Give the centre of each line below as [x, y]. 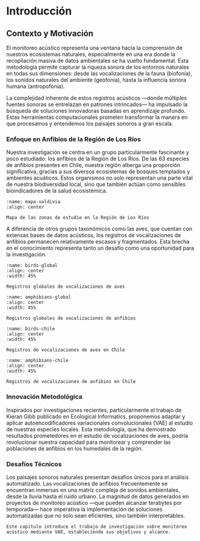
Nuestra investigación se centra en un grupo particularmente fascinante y [98, 153]
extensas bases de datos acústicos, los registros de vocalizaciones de [94, 235]
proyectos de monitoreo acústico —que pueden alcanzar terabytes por [94, 502]
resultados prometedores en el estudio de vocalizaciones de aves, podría [97, 435]
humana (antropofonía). [36, 86]
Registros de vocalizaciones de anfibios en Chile [71, 382]
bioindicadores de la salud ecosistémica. [57, 191]
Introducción [39, 11]
